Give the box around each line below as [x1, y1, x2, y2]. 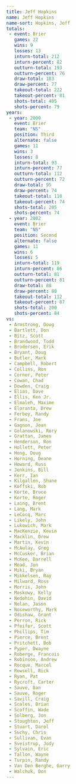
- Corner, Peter [8, 372, 49, 378]
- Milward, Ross [8, 579, 49, 585]
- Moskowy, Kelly [8, 589, 52, 595]
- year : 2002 [8, 216, 42, 222]
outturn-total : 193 [14, 64, 62, 71]
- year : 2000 [8, 115, 42, 121]
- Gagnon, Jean [8, 422, 46, 428]
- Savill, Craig [8, 696, 49, 702]
